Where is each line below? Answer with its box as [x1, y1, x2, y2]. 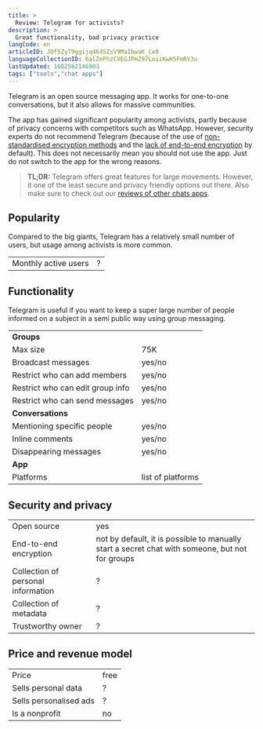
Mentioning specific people [12, 421, 113, 432]
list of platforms [141, 472, 200, 483]
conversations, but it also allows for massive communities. [8, 100, 196, 109]
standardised [8, 140, 51, 149]
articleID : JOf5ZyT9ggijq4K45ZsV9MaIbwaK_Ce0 [8, 48, 159, 56]
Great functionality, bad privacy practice [15, 33, 159, 42]
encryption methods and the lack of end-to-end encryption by [52, 140, 253, 149]
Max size [12, 344, 45, 355]
